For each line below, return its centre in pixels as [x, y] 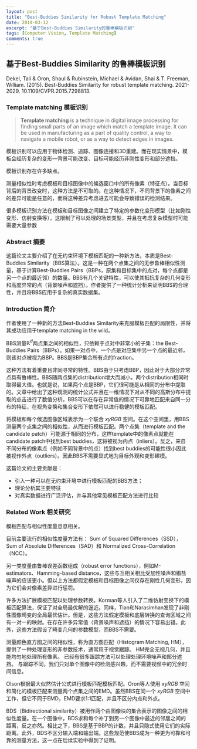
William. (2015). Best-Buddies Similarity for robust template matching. [90, 84]
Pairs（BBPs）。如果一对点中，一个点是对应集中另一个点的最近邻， [108, 350]
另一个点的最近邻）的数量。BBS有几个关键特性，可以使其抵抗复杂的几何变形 [98, 278]
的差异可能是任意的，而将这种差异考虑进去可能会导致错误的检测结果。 [91, 198]
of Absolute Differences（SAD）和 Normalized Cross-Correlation [97, 545]
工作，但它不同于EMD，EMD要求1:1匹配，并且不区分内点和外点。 [84, 698]
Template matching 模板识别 [47, 107]
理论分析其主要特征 [38, 488]
